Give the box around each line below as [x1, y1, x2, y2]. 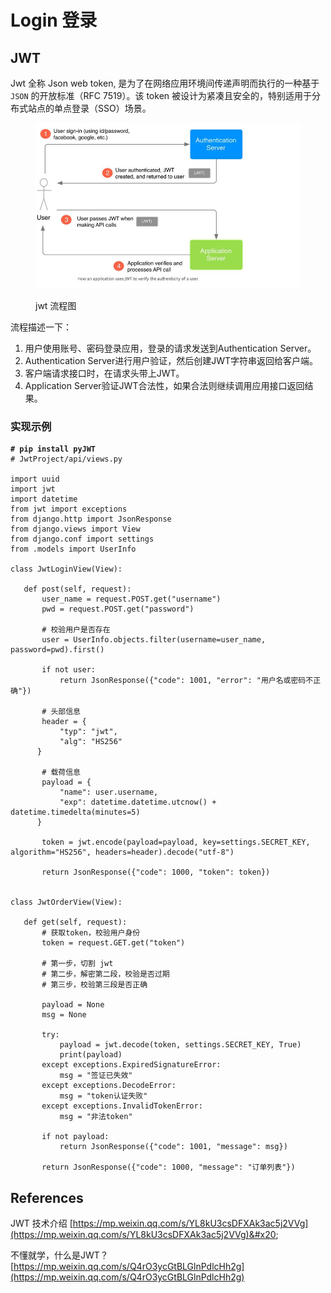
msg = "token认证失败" [59, 1091, 148, 1101]
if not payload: [41, 1132, 110, 1142]
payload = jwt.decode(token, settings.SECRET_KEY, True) [59, 1040, 302, 1050]
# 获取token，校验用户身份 [41, 928, 141, 938]
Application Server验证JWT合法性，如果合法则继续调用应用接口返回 [24, 379, 305, 391]
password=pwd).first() [10, 645, 105, 655]
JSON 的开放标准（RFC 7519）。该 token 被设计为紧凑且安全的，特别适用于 [10, 90, 312, 101]
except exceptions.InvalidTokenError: [41, 1101, 203, 1111]
